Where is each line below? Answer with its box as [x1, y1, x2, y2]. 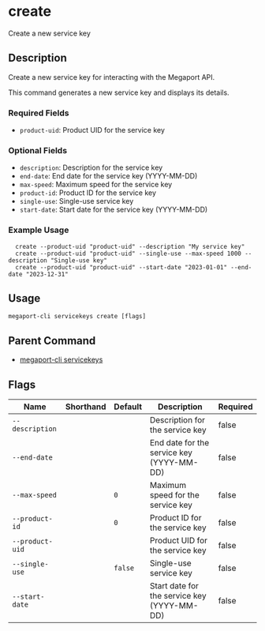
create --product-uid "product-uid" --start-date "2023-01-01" [15, 263, 227, 271]
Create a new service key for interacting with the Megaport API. [8, 72, 215, 81]
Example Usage [8, 224, 69, 235]
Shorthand [65, 401, 106, 412]
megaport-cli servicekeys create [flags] [8, 313, 147, 321]
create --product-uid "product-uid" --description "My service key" [15, 242, 245, 250]
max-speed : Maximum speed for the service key [19, 180, 173, 190]
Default [114, 401, 143, 412]
